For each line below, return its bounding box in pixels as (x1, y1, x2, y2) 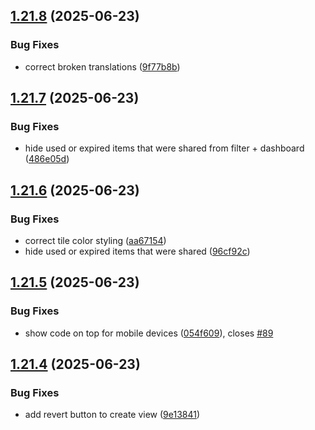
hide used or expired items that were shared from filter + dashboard (24, 142, 305, 154)
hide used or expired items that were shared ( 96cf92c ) (24, 245, 251, 258)
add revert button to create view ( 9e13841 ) (24, 409, 201, 421)
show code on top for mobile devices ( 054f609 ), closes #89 (24, 327, 274, 339)
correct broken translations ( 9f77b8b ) (24, 60, 181, 73)
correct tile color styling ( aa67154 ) (24, 235, 167, 247)
